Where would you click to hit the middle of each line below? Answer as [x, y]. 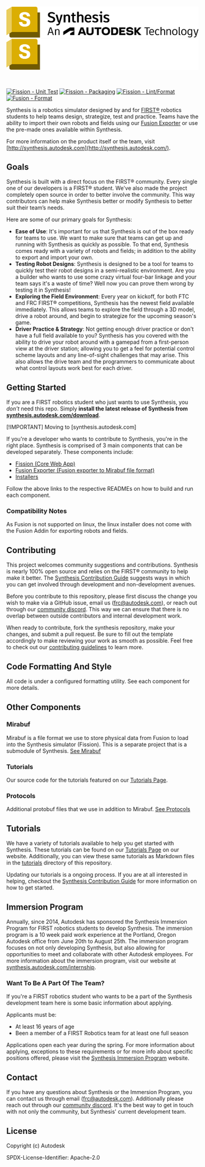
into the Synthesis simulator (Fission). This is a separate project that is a [97, 744]
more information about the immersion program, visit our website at [91, 961]
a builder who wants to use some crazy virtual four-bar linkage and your [106, 277]
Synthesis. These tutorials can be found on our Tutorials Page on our [93, 850]
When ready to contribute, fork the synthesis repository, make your [91, 628]
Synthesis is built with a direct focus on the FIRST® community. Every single [102, 182]
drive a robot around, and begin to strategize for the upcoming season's [106, 316]
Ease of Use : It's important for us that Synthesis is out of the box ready [104, 232]
